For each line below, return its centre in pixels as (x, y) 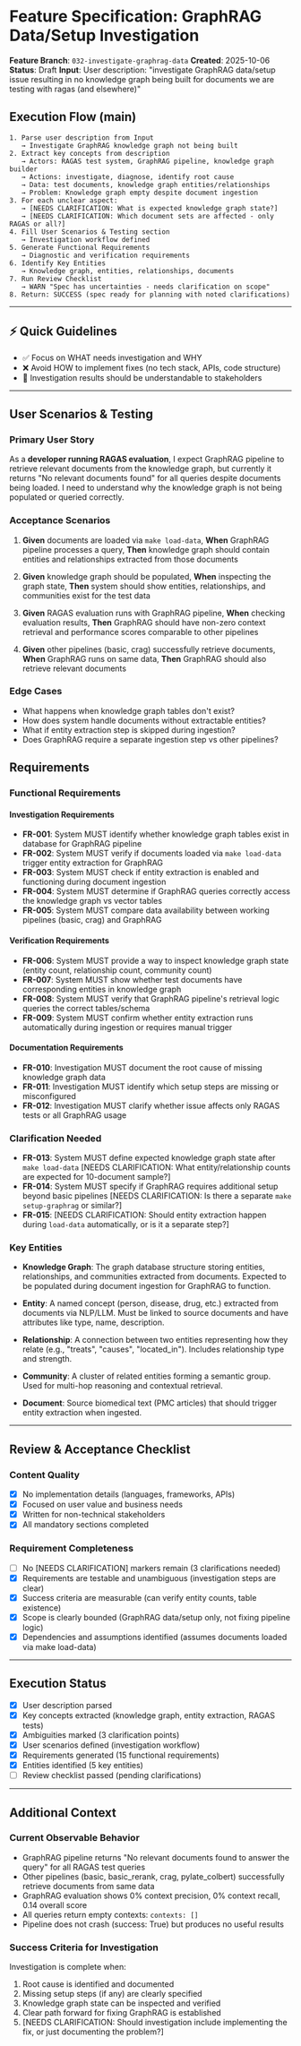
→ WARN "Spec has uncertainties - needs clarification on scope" (146, 287)
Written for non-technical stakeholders (94, 1515)
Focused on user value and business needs (103, 1504)
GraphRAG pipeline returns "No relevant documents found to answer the (155, 1857)
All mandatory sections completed (86, 1525)
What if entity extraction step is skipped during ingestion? (129, 730)
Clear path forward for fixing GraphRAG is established (121, 2013)
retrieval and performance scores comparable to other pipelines (140, 632)
